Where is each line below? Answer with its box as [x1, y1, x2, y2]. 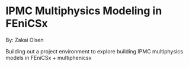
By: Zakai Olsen [5, 36, 44, 43]
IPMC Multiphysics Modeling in [5, 4, 162, 18]
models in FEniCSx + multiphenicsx [5, 54, 92, 61]
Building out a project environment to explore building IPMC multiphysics [5, 47, 183, 55]
